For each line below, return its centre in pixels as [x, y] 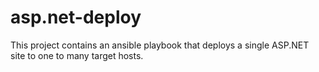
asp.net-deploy [76, 17]
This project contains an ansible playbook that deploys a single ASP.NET [160, 45]
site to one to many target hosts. [77, 55]
